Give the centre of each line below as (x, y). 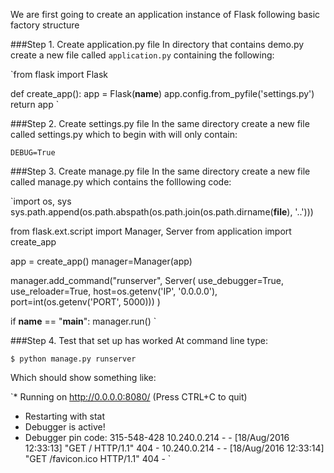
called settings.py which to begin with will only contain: (124, 134)
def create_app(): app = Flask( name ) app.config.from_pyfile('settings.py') (162, 93)
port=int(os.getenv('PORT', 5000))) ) (85, 302)
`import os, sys (41, 201)
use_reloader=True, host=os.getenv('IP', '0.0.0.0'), (114, 291)
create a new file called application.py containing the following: (142, 55)
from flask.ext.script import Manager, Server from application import (151, 231)
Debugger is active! (65, 427)
